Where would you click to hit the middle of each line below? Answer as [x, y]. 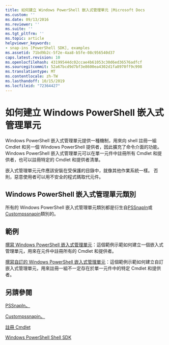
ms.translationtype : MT [31, 72]
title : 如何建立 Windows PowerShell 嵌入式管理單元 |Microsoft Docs [75, 10]
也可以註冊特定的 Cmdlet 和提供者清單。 [61, 160]
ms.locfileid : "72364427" [33, 86]
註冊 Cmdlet [18, 327]
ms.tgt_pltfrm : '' [25, 34]
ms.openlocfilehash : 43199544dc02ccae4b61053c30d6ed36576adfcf [74, 62]
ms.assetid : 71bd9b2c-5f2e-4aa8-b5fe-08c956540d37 [60, 52]
